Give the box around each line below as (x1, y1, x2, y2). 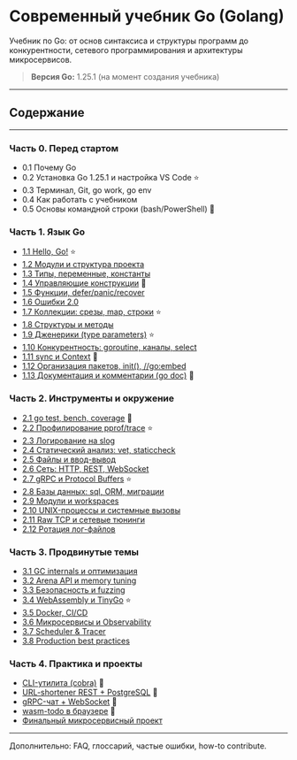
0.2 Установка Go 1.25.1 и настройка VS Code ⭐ (21, 173, 200, 183)
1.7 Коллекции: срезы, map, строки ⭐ (21, 307, 162, 318)
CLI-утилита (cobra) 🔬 (21, 678, 104, 688)
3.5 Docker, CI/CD (21, 607, 88, 618)
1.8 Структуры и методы (21, 319, 114, 330)
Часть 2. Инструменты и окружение (9, 392, 175, 404)
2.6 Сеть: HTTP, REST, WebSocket (21, 463, 149, 474)
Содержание (9, 105, 86, 120)
